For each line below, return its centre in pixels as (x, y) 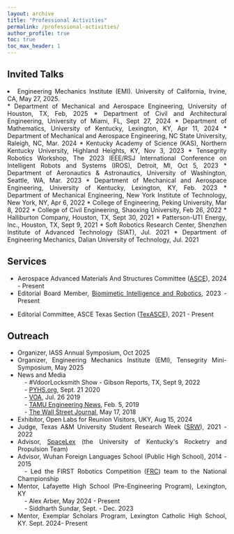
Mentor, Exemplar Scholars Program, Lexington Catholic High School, (122, 516)
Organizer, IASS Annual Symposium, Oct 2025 (84, 353)
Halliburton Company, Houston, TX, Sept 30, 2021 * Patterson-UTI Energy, (117, 217)
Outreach (28, 336)
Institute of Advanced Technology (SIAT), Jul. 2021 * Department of (117, 232)
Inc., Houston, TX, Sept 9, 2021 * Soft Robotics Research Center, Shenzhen (117, 225)
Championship (38, 479)
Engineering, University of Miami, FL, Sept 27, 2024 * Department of (117, 121)
